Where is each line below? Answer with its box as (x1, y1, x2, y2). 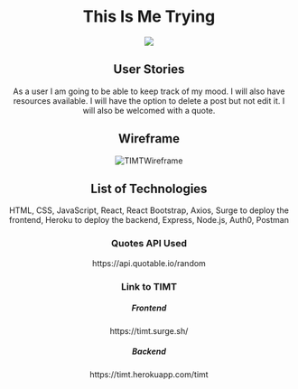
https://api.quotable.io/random (91, 257, 207, 268)
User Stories (113, 61, 185, 78)
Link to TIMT (120, 280, 178, 292)
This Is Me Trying (82, 6, 216, 27)
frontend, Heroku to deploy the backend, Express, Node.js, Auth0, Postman (9, 215, 289, 226)
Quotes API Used (110, 237, 187, 250)
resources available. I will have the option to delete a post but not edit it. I (13, 95, 285, 106)
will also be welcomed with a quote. (82, 105, 216, 116)
